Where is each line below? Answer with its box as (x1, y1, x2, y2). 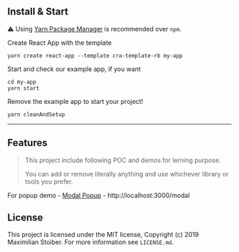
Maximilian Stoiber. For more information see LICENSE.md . (7, 238, 174, 246)
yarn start (7, 85, 40, 92)
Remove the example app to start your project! (7, 97, 144, 105)
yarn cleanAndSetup (7, 110, 65, 118)
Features (7, 137, 48, 149)
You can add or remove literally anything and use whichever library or (24, 169, 229, 178)
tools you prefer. (24, 177, 73, 186)
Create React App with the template (7, 38, 112, 47)
